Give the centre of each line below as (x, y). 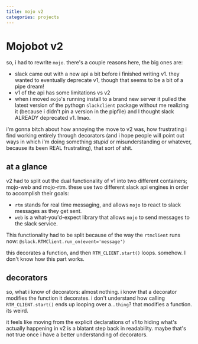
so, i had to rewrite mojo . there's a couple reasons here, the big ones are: (95, 63)
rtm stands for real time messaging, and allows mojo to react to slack (98, 205)
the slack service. (36, 224)
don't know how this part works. (45, 259)
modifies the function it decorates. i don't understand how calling (86, 298)
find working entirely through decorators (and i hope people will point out (95, 136)
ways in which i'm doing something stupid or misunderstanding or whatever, (99, 142)
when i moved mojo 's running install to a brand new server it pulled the (100, 99)
